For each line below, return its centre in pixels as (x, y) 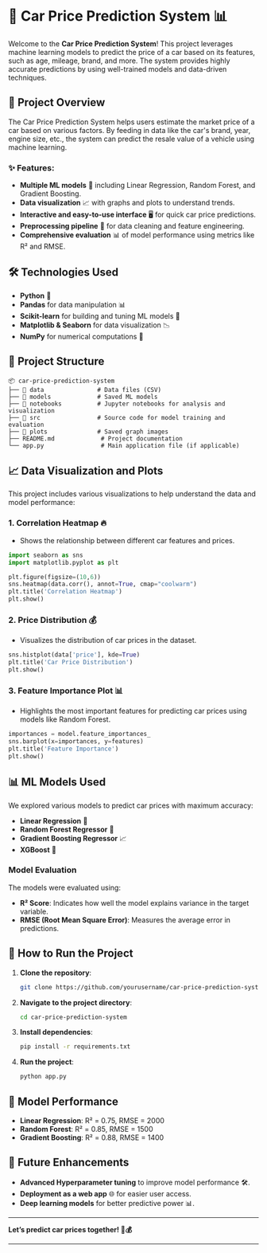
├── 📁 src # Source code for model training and (117, 417)
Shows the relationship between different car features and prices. (127, 540)
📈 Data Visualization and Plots (86, 471)
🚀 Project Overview (57, 102)
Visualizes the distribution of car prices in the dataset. (108, 640)
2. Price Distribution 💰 (52, 620)
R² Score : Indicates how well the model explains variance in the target (134, 903)
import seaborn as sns (46, 555)
